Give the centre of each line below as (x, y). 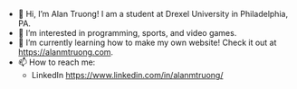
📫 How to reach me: (57, 62)
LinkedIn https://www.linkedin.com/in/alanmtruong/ (127, 75)
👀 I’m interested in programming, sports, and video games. (127, 33)
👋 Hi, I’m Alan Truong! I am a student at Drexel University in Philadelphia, (153, 14)
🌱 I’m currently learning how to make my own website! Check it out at (147, 42)
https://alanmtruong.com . (66, 52)
